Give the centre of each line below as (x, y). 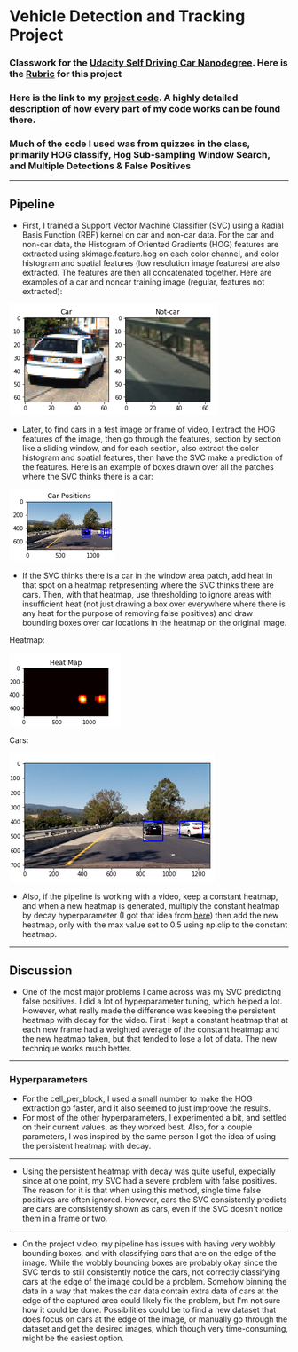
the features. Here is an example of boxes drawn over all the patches (148, 467)
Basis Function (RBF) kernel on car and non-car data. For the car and (148, 235)
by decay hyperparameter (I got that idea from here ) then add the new (150, 916)
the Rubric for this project (66, 74)
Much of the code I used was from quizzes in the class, (130, 144)
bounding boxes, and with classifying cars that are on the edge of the (149, 1254)
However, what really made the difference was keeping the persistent (149, 1010)
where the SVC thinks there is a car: (87, 477)
